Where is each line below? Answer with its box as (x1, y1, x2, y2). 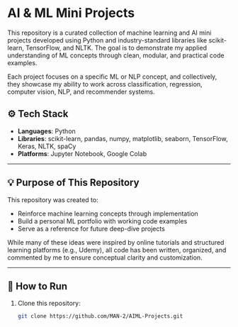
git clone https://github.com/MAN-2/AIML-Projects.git (17, 313, 183, 320)
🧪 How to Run (7, 280, 68, 292)
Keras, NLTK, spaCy (17, 142, 76, 150)
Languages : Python (17, 126, 76, 135)
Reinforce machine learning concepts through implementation (17, 209, 198, 218)
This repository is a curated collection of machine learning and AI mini (7, 28, 212, 37)
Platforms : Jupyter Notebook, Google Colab (17, 149, 147, 157)
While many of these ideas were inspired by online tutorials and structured (7, 238, 225, 246)
